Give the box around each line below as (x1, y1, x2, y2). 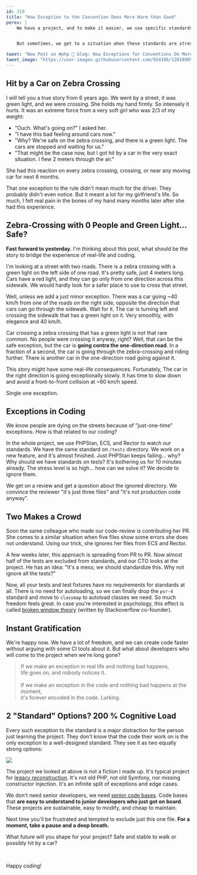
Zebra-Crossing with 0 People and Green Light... (6, 220, 187, 230)
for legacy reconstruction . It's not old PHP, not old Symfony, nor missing (6, 774, 181, 781)
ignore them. (6, 471, 37, 478)
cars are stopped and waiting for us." (14, 143, 104, 150)
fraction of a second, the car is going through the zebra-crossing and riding (6, 348, 189, 355)
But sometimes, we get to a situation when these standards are (16, 41, 177, 47)
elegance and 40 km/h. (6, 318, 63, 325)
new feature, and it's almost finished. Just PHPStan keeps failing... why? (6, 452, 181, 459)
